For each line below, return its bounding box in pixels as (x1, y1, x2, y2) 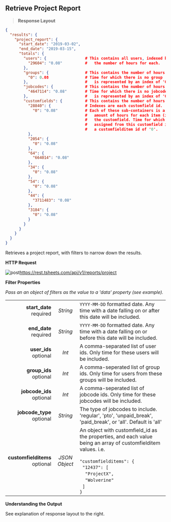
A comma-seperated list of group (79, 364, 160, 371)
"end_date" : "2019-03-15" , (18, 46, 76, 51)
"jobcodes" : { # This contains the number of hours (23, 84, 165, 90)
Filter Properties (5, 280, 41, 286)
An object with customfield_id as (79, 427, 158, 434)
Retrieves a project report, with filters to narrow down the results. (5, 250, 142, 256)
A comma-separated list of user (79, 343, 157, 350)
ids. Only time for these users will (79, 349, 159, 356)
